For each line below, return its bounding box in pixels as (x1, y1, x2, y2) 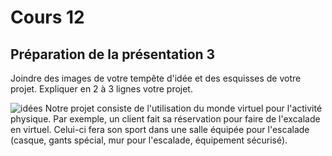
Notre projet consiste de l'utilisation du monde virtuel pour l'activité (44, 102, 323, 114)
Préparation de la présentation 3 (10, 46, 216, 63)
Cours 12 (10, 6, 85, 29)
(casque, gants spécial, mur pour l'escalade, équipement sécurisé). (10, 134, 288, 146)
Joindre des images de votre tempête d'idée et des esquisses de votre (10, 72, 302, 84)
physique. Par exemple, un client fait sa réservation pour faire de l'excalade (10, 113, 321, 125)
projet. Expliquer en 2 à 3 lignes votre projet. (10, 83, 193, 95)
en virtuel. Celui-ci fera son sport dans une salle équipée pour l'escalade (10, 124, 310, 135)
